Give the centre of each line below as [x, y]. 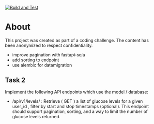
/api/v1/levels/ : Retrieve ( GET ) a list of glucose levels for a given [77, 101]
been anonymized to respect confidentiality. [49, 45]
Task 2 [15, 80]
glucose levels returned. [36, 116]
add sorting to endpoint [35, 60]
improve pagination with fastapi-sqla [49, 55]
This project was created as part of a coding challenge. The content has [77, 40]
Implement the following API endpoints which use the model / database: [77, 92]
